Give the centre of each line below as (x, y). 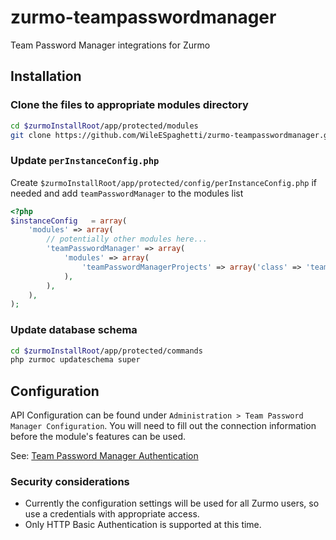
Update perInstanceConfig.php (85, 161)
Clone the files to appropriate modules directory (129, 105)
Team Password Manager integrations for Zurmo (110, 45)
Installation (46, 76)
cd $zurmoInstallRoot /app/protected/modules (104, 126)
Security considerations (70, 482)
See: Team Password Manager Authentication (104, 456)
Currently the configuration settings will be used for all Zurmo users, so (172, 503)
